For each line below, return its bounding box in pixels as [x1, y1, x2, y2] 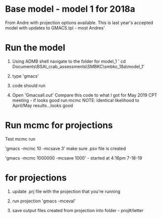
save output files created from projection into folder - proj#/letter [12, 207, 144, 213]
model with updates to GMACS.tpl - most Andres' [5, 25, 105, 30]
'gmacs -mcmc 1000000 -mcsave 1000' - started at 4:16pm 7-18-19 [5, 155, 142, 161]
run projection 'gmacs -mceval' [12, 198, 76, 204]
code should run [12, 82, 46, 88]
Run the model [5, 42, 65, 54]
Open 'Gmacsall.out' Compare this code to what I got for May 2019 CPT [12, 92, 158, 98]
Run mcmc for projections [5, 120, 113, 131]
